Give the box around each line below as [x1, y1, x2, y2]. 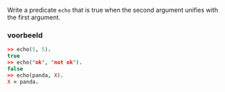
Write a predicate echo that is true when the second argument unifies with [7, 6, 218, 14]
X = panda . [7, 78, 39, 85]
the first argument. [7, 13, 61, 21]
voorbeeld [7, 30, 43, 40]
